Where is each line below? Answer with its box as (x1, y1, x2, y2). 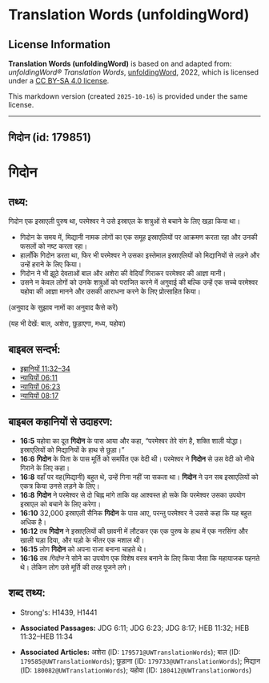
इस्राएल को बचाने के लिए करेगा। (19, 499, 102, 509)
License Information (8, 38, 110, 51)
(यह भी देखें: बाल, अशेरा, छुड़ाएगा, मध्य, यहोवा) (8, 319, 126, 328)
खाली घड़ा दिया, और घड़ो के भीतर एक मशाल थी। (19, 535, 145, 545)
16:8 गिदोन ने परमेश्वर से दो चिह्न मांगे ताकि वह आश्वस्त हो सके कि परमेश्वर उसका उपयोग (19, 490, 246, 500)
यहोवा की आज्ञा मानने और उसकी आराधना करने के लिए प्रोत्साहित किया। (19, 287, 202, 296)
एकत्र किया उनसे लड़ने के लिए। (19, 482, 100, 491)
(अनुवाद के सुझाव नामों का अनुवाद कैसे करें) (8, 303, 118, 312)
